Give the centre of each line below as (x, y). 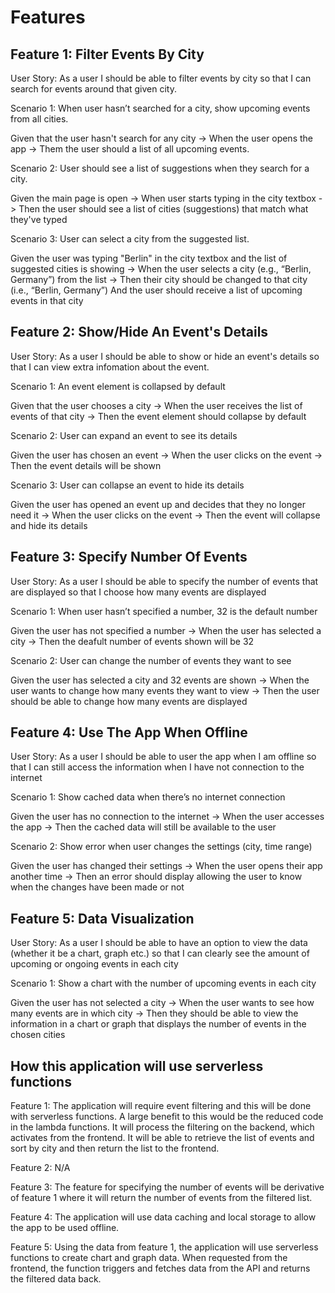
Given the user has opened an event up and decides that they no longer (158, 504)
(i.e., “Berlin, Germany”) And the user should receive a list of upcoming (156, 290)
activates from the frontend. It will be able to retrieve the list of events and (162, 1138)
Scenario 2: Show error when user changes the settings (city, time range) (161, 847)
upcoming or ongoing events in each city (94, 964)
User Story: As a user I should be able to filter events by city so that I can (161, 78)
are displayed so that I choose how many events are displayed (138, 592)
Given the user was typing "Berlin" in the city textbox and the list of (149, 258)
